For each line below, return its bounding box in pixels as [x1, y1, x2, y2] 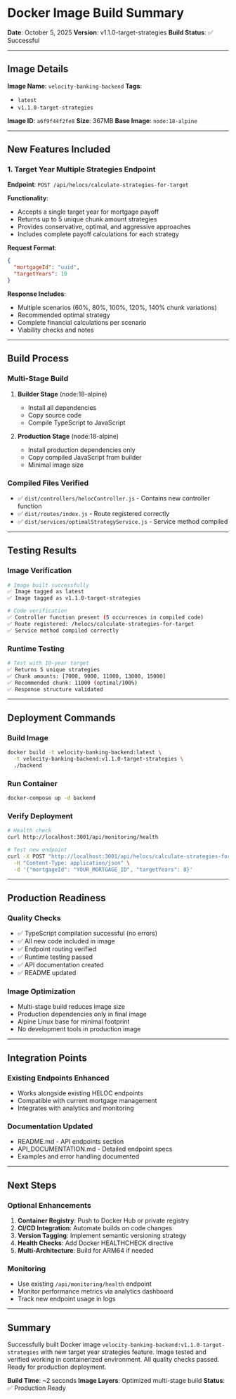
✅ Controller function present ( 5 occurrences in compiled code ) [7, 614, 204, 621]
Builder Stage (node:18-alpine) [17, 389, 107, 398]
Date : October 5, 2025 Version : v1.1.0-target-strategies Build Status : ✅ [7, 28, 214, 37]
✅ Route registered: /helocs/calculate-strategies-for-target [7, 620, 195, 627]
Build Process [7, 353, 69, 365]
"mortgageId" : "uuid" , [13, 264, 80, 271]
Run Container [7, 778, 58, 788]
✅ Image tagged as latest [7, 588, 84, 595]
